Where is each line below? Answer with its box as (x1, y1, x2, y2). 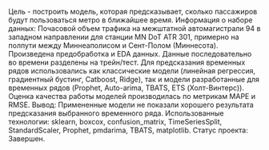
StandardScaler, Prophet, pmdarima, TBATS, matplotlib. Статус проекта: (8, 125, 248, 135)
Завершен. (8, 134, 46, 143)
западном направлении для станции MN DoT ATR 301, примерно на (8, 32, 239, 41)
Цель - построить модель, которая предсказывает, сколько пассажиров (8, 7, 258, 16)
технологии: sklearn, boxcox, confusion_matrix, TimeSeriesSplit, (8, 117, 223, 126)
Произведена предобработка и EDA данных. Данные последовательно (8, 49, 252, 58)
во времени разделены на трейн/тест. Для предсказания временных (8, 57, 246, 67)
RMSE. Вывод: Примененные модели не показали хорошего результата (8, 100, 254, 109)
